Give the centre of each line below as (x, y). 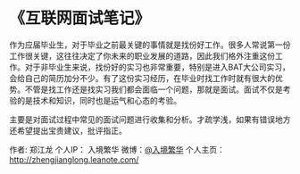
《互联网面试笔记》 (80, 18)
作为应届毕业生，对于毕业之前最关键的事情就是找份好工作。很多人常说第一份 (150, 45)
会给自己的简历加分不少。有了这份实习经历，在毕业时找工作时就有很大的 (142, 78)
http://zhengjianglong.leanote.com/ (74, 159)
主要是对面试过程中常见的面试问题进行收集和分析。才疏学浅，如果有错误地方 (150, 119)
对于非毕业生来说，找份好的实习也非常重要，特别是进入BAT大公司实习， (157, 67)
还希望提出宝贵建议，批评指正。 (68, 130)
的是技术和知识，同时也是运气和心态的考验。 (99, 100)
